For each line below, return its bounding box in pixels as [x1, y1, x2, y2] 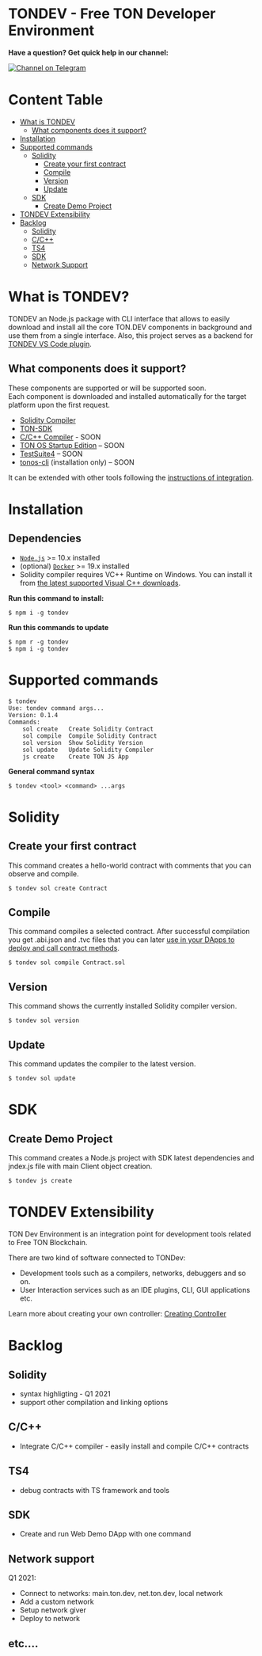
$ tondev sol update [8, 1074, 77, 1082]
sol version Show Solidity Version [22, 739, 144, 746]
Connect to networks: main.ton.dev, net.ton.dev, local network [19, 1589, 223, 1598]
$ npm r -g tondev [8, 638, 69, 646]
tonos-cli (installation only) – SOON [19, 457, 135, 467]
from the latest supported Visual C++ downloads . [19, 578, 180, 587]
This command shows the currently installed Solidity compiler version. [8, 1001, 237, 1011]
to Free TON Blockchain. [8, 1237, 88, 1247]
